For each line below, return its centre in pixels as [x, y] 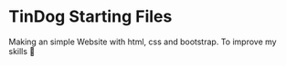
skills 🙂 [22, 51]
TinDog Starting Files [90, 17]
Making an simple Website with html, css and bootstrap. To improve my [143, 42]
